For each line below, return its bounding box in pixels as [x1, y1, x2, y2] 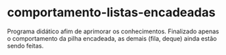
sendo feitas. [7, 41, 44, 50]
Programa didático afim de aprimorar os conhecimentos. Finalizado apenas [7, 27, 219, 35]
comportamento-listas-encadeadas [7, 5, 216, 20]
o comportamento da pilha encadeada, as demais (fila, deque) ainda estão [7, 34, 217, 42]
